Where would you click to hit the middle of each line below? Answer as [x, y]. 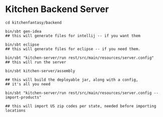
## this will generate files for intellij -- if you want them [73, 36]
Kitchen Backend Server [57, 9]
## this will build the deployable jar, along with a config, [72, 80]
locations [16, 110]
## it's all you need [28, 84]
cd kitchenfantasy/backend [33, 23]
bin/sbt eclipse [22, 44]
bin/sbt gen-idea [23, 31]
